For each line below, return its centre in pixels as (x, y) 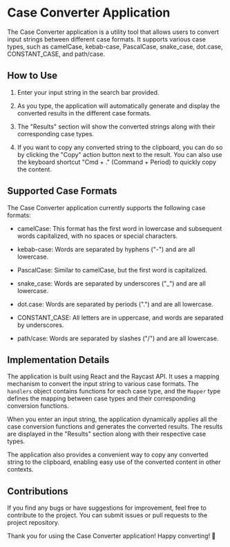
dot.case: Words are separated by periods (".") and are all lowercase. (115, 304)
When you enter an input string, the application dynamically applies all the (112, 419)
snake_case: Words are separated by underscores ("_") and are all (111, 283)
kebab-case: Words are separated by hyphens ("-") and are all (106, 249)
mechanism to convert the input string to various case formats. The (103, 384)
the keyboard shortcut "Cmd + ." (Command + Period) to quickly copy (116, 162)
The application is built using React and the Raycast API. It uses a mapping (113, 377)
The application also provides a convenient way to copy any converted (108, 455)
